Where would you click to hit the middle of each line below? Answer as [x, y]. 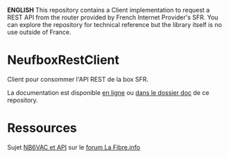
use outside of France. [39, 32]
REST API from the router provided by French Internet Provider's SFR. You [113, 17]
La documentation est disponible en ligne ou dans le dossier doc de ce [108, 92]
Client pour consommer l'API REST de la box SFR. [78, 79]
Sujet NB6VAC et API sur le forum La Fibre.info [74, 147]
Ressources [42, 128]
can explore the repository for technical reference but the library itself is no [114, 25]
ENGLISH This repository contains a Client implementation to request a [109, 10]
